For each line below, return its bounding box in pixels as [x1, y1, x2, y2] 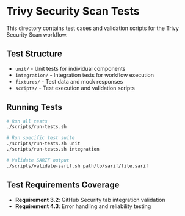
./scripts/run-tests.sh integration [6, 146, 100, 153]
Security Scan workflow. [6, 31, 68, 38]
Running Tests [6, 102, 62, 112]
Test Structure [6, 49, 63, 59]
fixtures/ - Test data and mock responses [15, 77, 123, 85]
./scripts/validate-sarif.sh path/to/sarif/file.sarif [6, 163, 149, 169]
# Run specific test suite [6, 135, 75, 141]
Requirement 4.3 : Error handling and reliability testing [15, 203, 151, 210]
